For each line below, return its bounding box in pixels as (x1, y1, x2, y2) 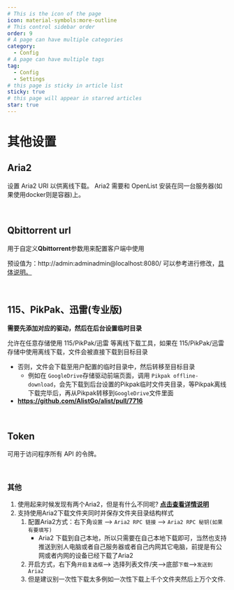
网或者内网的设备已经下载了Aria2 (38, 551, 134, 559)
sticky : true (7, 88, 45, 95)
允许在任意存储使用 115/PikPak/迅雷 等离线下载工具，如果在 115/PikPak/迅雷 (7, 338, 225, 347)
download (27, 381, 54, 388)
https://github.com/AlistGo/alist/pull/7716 (17, 397, 143, 405)
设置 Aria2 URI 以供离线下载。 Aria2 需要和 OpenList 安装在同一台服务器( (7, 181, 217, 190)
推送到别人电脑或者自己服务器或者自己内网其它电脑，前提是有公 (38, 542, 222, 551)
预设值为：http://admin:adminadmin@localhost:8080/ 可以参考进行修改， (7, 259, 219, 267)
